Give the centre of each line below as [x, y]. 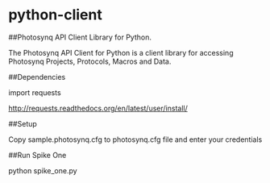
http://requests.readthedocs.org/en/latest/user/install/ [98, 108]
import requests [35, 92]
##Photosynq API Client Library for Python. [80, 37]
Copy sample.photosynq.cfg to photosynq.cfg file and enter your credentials [135, 139]
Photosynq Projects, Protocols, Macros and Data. [90, 61]
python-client [55, 15]
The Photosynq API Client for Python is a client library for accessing [121, 52]
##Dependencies [37, 77]
